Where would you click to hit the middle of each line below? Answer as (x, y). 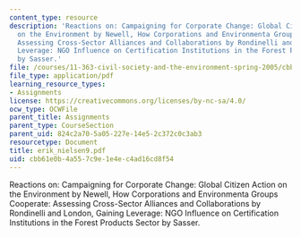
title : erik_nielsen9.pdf (57, 150)
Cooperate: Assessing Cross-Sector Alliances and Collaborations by (135, 203)
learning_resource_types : (57, 84)
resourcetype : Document (54, 142)
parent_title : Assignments (60, 117)
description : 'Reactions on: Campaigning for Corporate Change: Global (146, 26)
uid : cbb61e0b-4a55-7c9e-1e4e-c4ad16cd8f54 (92, 159)
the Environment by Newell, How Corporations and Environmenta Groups (144, 194)
